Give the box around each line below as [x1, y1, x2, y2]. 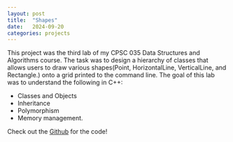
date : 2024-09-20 [7, 23, 64, 30]
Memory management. [17, 114, 83, 123]
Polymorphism [17, 106, 59, 115]
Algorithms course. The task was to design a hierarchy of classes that [7, 56, 209, 65]
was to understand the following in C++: [7, 78, 123, 87]
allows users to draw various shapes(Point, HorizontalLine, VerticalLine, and [7, 63, 227, 72]
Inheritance [17, 99, 51, 108]
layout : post [7, 10, 45, 17]
